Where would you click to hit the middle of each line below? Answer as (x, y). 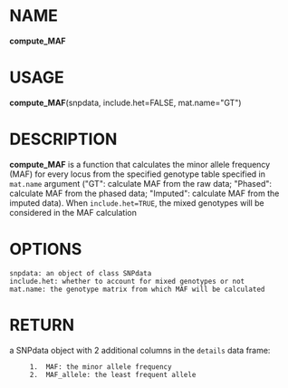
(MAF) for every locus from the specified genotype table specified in (137, 174)
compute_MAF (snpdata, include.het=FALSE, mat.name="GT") (125, 102)
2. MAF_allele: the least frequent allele (113, 374)
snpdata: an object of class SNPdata (81, 273)
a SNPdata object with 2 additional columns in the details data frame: (140, 350)
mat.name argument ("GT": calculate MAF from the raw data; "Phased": (141, 183)
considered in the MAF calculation (73, 212)
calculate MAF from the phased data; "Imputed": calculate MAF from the (144, 193)
